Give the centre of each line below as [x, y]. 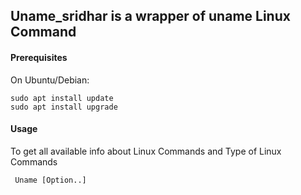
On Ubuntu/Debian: [50, 80]
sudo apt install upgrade [64, 107]
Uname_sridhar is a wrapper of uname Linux [150, 16]
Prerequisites [39, 57]
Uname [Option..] [50, 180]
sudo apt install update [62, 98]
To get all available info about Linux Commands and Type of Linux [146, 151]
